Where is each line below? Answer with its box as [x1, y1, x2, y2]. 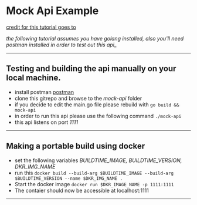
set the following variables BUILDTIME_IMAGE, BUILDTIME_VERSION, [14, 157, 182, 164]
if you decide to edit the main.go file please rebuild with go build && [14, 101, 179, 108]
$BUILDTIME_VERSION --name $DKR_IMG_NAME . [14, 175, 123, 182]
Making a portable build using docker [6, 141, 145, 151]
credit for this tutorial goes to [6, 23, 76, 31]
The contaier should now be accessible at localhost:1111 [14, 187, 150, 194]
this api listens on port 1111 [14, 119, 78, 126]
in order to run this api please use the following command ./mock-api [14, 112, 182, 119]
